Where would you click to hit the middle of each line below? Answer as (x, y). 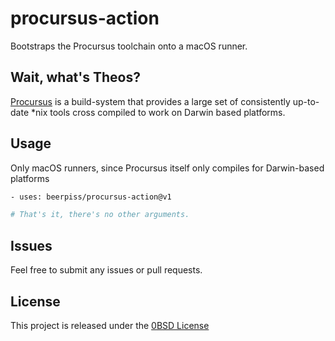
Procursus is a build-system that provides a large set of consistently (150, 101)
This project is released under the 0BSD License (110, 325)
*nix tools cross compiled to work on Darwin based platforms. (158, 112)
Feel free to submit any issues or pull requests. (106, 270)
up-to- (306, 101)
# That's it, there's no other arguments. (100, 215)
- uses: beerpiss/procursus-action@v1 (91, 197)
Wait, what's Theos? (75, 77)
